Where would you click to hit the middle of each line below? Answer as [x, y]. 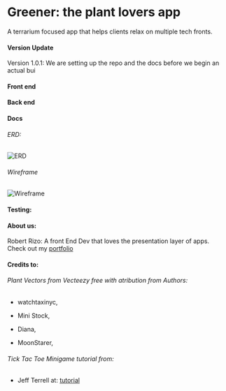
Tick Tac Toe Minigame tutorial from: [61, 359]
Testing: [20, 209]
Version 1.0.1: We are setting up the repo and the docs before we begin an [113, 63]
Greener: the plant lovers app [94, 12]
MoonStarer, [35, 342]
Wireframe [23, 172]
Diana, [27, 329]
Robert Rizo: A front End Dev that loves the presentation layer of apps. [108, 241]
